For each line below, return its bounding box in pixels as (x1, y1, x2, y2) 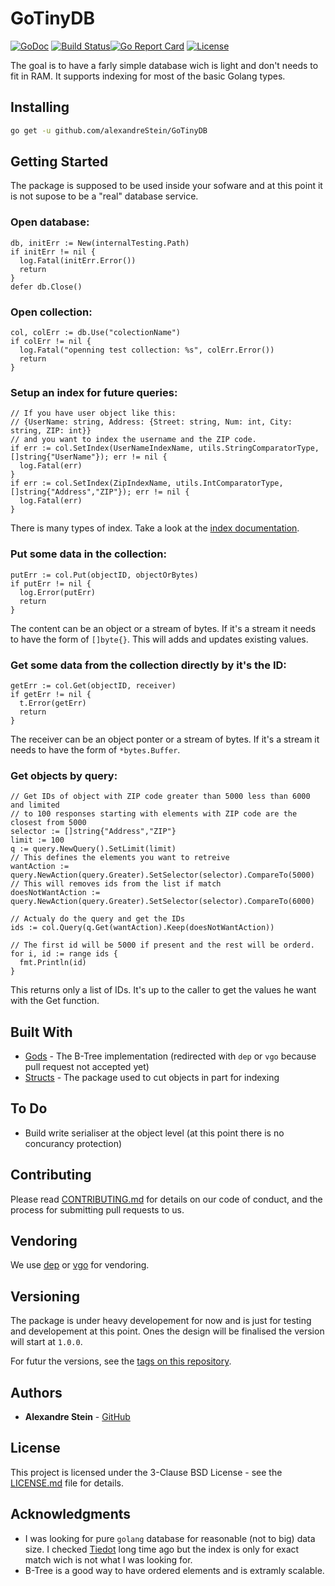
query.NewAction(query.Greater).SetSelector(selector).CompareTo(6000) (10, 897, 315, 907)
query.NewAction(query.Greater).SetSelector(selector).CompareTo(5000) (10, 870, 315, 881)
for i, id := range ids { (10, 949, 118, 959)
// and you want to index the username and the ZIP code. (10, 435, 257, 445)
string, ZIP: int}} (10, 426, 92, 436)
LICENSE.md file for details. (10, 1477, 124, 1489)
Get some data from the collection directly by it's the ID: (10, 658, 287, 672)
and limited (10, 800, 60, 811)
